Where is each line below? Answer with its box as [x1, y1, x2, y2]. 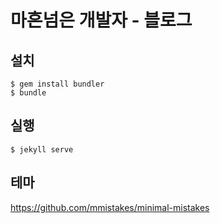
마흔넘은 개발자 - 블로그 [10, 9, 193, 32]
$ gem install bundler [10, 79, 105, 89]
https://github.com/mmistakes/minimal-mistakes [10, 201, 210, 213]
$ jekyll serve [10, 144, 74, 155]
